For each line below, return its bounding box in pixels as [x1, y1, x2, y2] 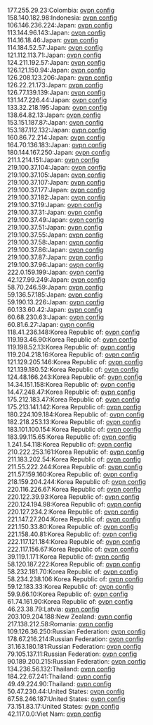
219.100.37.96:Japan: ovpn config [7, 261, 104, 268]
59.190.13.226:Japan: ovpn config [7, 298, 105, 306]
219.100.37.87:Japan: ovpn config [7, 253, 103, 261]
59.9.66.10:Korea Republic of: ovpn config [7, 590, 128, 598]
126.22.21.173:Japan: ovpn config [7, 81, 103, 89]
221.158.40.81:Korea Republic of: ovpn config [7, 530, 138, 538]
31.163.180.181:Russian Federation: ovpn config [7, 643, 142, 650]
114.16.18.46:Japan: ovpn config [7, 36, 98, 44]
